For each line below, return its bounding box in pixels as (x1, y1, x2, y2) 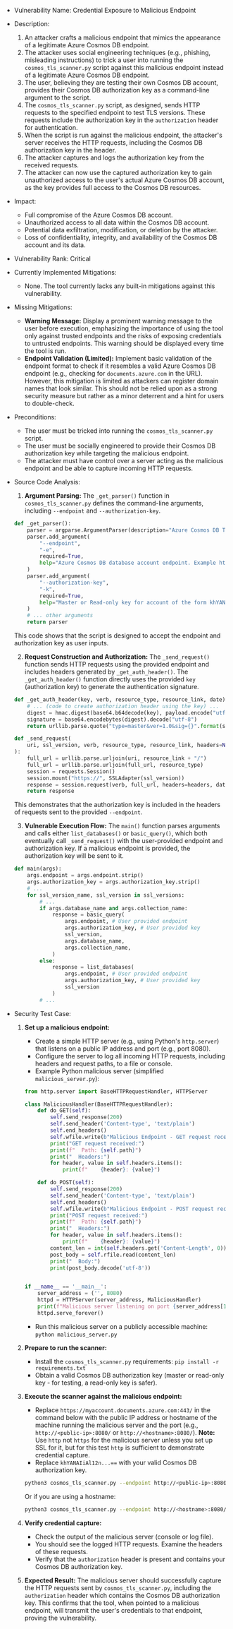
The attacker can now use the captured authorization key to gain (24, 169, 213, 177)
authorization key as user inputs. (13, 639, 109, 647)
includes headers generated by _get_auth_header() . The (24, 667, 189, 676)
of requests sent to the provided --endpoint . (13, 808, 143, 816)
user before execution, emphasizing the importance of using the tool (24, 324, 224, 333)
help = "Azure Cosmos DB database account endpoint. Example (39, 559, 216, 567)
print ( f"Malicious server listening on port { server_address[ (37, 1303, 224, 1310)
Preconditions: (13, 413, 56, 421)
